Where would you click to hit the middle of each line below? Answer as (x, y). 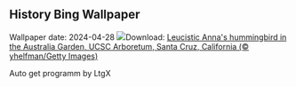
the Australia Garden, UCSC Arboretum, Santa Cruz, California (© (129, 46)
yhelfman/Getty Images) (54, 56)
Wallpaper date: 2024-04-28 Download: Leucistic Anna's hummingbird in (148, 37)
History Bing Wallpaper (75, 15)
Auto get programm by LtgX (60, 73)
